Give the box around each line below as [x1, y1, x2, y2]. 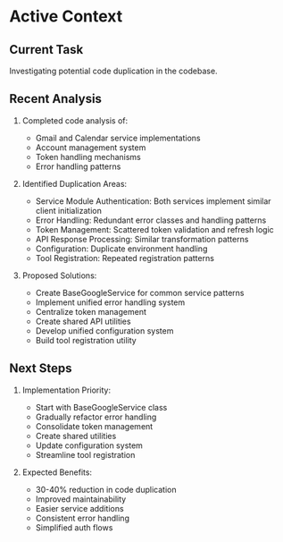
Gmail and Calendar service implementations [35, 132, 201, 143]
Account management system [35, 141, 146, 153]
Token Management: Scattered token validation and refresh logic [35, 224, 274, 234]
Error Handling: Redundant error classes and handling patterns [35, 215, 267, 225]
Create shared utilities [35, 430, 117, 441]
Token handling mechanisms [35, 151, 141, 162]
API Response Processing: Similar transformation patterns [35, 233, 249, 244]
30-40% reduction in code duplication [35, 484, 177, 495]
